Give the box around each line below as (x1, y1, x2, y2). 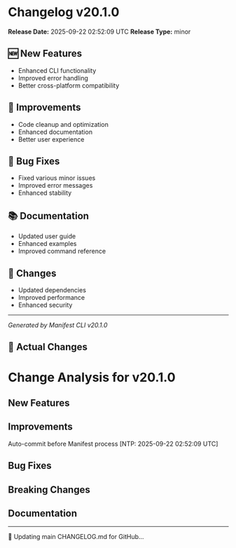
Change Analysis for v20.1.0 (8, 369, 176, 385)
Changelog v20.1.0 (8, 4, 120, 20)
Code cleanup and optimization (18, 120, 109, 128)
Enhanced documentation (18, 128, 93, 136)
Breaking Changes (8, 484, 90, 495)
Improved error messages (18, 181, 93, 190)
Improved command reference (18, 247, 106, 256)
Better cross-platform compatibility (18, 81, 120, 90)
